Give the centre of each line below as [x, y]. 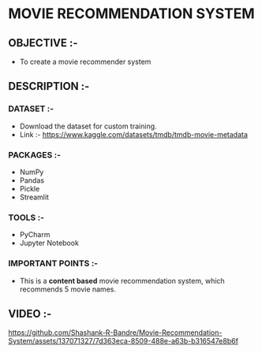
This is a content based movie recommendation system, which [122, 281]
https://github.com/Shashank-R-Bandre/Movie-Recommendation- [115, 333]
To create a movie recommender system [85, 61]
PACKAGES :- [35, 154]
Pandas [32, 180]
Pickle [30, 188]
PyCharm [35, 235]
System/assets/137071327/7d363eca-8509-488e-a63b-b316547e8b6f [124, 341]
